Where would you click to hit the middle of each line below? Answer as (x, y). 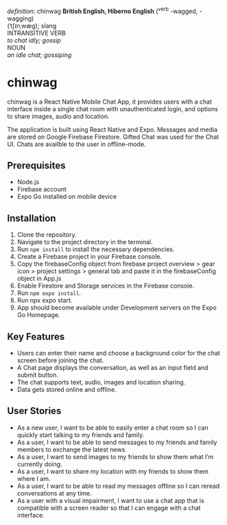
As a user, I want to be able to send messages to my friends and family (117, 442)
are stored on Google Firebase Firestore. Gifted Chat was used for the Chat (113, 137)
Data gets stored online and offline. (67, 390)
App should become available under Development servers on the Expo (117, 307)
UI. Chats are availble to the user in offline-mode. (76, 144)
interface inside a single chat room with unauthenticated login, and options (112, 108)
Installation (32, 218)
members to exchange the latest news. (72, 450)
